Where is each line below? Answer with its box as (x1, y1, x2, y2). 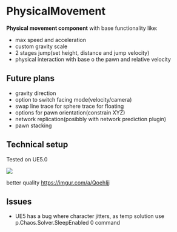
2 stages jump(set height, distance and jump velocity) (15, 49, 150, 56)
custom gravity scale (15, 43, 68, 50)
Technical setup (6, 139, 68, 150)
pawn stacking (15, 122, 52, 129)
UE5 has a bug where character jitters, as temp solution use (15, 213, 165, 220)
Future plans (6, 73, 55, 83)
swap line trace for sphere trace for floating (15, 102, 124, 110)
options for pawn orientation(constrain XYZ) (15, 108, 125, 116)
